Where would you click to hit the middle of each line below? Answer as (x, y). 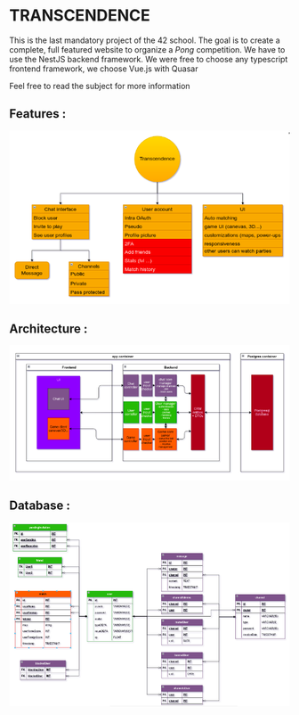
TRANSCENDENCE (80, 16)
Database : (40, 506)
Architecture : (48, 329)
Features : (38, 114)
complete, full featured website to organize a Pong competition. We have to (147, 49)
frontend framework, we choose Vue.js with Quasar (104, 69)
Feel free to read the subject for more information (100, 86)
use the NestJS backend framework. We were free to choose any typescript (149, 59)
